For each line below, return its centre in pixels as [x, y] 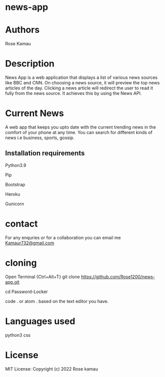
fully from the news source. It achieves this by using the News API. [74, 93]
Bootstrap [15, 184]
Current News [35, 113]
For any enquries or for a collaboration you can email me [63, 237]
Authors [22, 30]
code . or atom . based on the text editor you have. [57, 301]
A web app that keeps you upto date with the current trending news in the [81, 127]
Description [30, 64]
